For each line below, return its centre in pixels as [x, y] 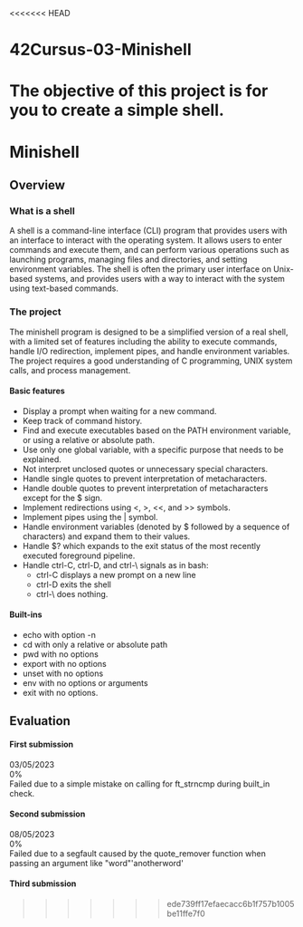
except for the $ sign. [62, 497]
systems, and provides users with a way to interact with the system [160, 279]
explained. [42, 459]
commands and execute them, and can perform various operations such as [149, 250]
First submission [42, 744]
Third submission [43, 884]
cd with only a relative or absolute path [95, 644]
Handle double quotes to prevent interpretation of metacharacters [145, 488]
